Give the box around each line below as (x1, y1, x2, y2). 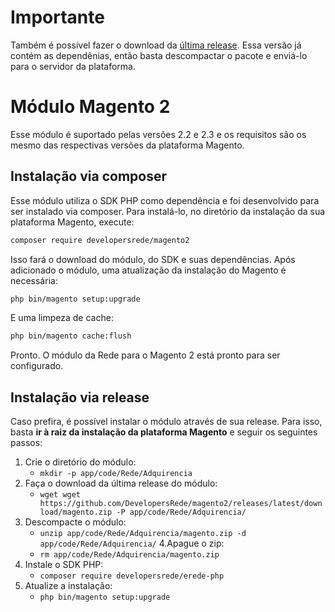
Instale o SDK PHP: (24, 559, 104, 571)
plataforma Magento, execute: (10, 216, 135, 228)
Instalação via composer (10, 168, 167, 185)
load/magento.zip (39, 507, 113, 518)
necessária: (10, 274, 58, 286)
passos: (10, 437, 43, 449)
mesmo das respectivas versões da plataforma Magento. (10, 139, 245, 151)
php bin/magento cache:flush (10, 331, 132, 341)
